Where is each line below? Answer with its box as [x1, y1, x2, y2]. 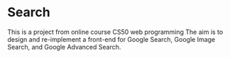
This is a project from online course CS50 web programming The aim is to [7, 28, 224, 36]
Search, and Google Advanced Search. [7, 42, 121, 51]
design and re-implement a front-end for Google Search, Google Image [7, 35, 216, 43]
